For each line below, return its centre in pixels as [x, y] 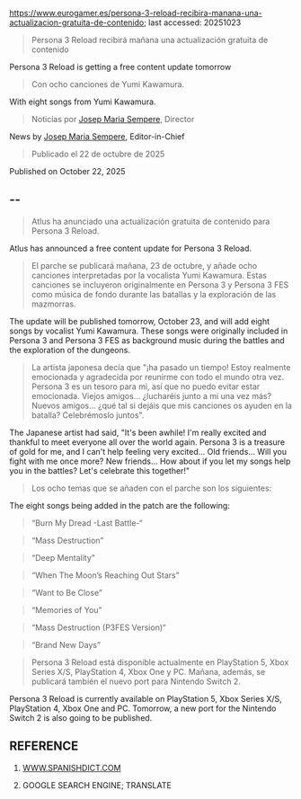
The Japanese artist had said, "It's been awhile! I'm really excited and [138, 432]
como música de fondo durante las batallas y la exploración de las [154, 294]
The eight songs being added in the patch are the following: [120, 505]
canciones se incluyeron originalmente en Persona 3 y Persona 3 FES [160, 284]
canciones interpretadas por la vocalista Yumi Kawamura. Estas [149, 275]
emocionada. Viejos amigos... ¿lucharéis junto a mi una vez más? [151, 395]
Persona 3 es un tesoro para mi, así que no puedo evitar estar [146, 386]
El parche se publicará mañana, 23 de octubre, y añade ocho [144, 265]
